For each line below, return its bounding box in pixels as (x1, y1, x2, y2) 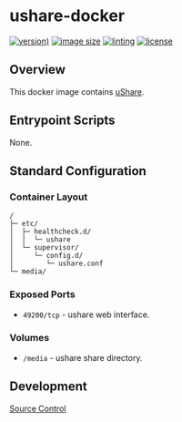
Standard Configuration (9, 163, 147, 179)
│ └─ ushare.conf (9, 259, 104, 269)
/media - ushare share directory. (22, 352, 143, 363)
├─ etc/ (9, 220, 39, 229)
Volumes (9, 332, 50, 345)
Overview (9, 62, 66, 77)
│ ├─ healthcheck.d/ (9, 227, 92, 237)
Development (9, 379, 88, 395)
